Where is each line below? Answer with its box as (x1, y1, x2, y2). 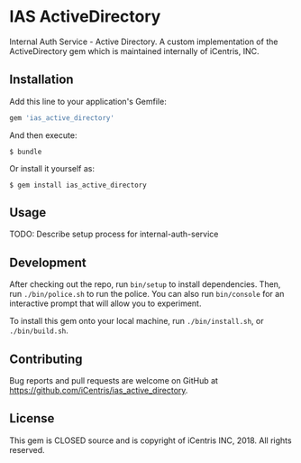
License (9, 411, 55, 426)
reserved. (9, 444, 45, 455)
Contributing (9, 351, 83, 366)
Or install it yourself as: (9, 162, 95, 173)
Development (9, 255, 87, 270)
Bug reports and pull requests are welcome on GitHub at (9, 375, 219, 386)
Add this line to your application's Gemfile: (9, 96, 167, 106)
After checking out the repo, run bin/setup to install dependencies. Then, (9, 279, 281, 290)
